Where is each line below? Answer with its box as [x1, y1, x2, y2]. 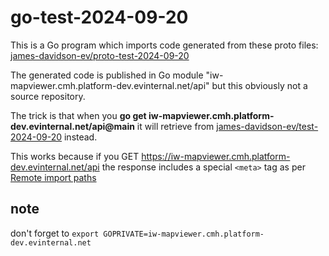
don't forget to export [10, 227, 100, 239]
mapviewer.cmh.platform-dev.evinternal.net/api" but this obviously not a [10, 79, 308, 91]
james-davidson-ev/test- [216, 120, 319, 132]
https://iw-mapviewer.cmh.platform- [141, 150, 291, 162]
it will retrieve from [136, 120, 215, 132]
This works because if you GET [10, 150, 140, 162]
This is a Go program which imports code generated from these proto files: [10, 39, 319, 51]
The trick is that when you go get [10, 109, 147, 121]
